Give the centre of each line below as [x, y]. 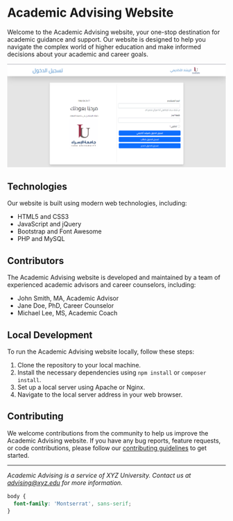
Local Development [50, 335]
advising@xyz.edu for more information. [65, 482]
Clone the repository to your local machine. [79, 365]
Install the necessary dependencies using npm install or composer [112, 372]
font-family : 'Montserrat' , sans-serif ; [72, 504]
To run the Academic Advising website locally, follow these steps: [101, 352]
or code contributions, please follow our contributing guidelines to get [107, 448]
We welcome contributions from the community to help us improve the [108, 433]
